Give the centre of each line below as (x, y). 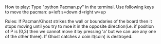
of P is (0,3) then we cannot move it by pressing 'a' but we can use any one (81, 31)
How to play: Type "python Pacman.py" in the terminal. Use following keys (80, 7)
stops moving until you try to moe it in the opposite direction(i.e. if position (80, 26)
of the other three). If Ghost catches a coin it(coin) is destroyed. (69, 36)
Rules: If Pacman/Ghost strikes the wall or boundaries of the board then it (79, 21)
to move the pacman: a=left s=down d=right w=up (55, 12)
